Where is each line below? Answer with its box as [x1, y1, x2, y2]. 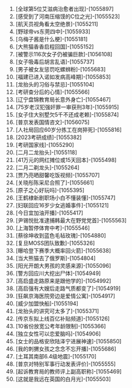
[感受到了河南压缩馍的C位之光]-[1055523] [15, 13, 120, 20]
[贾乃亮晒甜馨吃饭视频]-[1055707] [15, 172, 100, 178]
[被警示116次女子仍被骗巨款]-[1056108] [15, 51, 113, 57]
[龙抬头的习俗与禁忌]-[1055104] [15, 81, 95, 88]
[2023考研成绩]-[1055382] [15, 134, 82, 141]
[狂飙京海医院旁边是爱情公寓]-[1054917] [15, 293, 115, 299]
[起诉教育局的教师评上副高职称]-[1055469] [15, 368, 122, 375]
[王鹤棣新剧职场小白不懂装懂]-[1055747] [15, 194, 116, 201]
